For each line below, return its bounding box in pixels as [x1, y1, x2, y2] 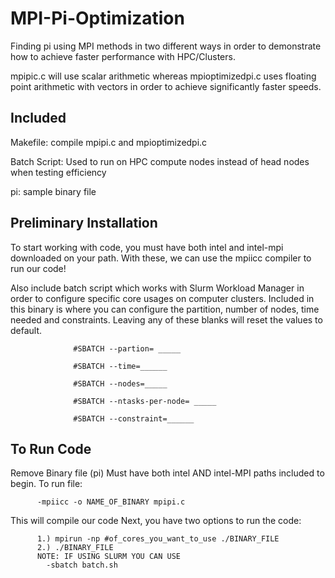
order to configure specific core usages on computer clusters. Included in [10, 292, 315, 304]
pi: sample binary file [10, 185, 97, 197]
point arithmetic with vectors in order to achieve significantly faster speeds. [10, 80, 322, 92]
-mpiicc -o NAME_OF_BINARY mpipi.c [36, 497, 186, 507]
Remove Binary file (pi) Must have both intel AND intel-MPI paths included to [10, 467, 325, 479]
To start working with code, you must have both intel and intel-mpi [10, 241, 284, 253]
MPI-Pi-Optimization [10, 7, 185, 30]
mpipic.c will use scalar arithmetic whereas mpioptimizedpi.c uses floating [10, 70, 317, 82]
